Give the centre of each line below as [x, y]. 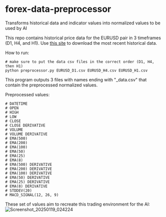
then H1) [14, 66]
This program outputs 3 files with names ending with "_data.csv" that [76, 79]
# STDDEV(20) [19, 190]
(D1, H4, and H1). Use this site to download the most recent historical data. [81, 43]
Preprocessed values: [27, 94]
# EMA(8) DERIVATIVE [27, 186]
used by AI [16, 28]
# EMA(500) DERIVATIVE [29, 164]
